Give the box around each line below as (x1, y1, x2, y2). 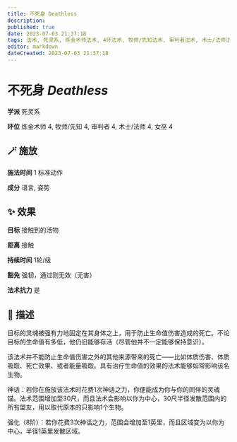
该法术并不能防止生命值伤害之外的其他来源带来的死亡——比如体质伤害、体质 (7, 353, 230, 361)
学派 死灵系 (7, 107, 40, 115)
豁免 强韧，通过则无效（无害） (7, 271, 96, 279)
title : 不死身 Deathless (7, 10, 78, 18)
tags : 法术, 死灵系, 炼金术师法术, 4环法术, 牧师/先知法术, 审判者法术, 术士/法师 (7, 37, 226, 44)
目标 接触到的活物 (7, 226, 59, 234)
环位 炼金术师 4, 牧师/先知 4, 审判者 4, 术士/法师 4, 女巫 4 (7, 122, 173, 131)
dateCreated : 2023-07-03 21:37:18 (7, 50, 109, 57)
